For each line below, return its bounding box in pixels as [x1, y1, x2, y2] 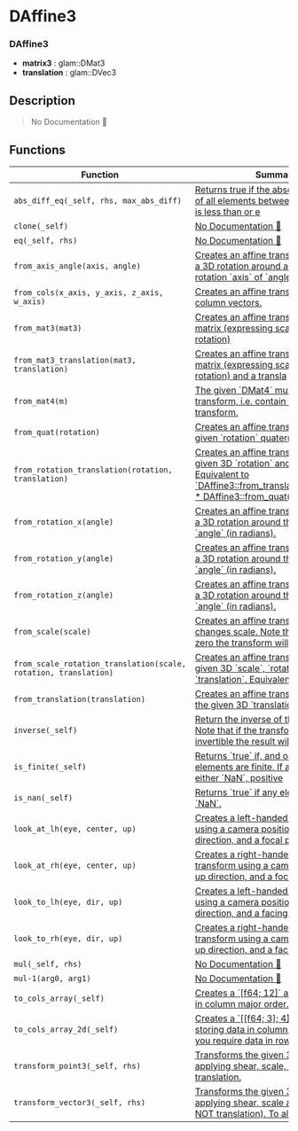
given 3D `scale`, [194, 662, 266, 675]
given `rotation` [194, 432, 259, 444]
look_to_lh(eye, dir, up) [13, 897, 123, 908]
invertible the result [194, 736, 276, 748]
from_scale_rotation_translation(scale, [13, 659, 186, 669]
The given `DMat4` [194, 384, 273, 396]
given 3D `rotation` [194, 457, 273, 470]
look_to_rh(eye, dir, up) [13, 933, 123, 944]
